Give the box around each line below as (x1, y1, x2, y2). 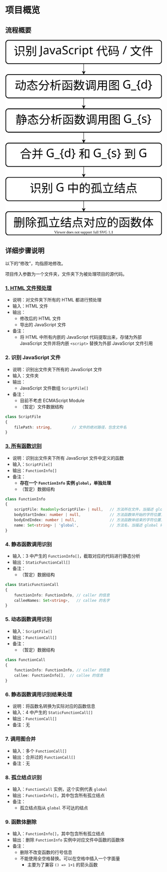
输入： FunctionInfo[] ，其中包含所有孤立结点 (12, 831, 105, 837)
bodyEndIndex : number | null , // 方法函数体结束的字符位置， (14, 518, 165, 523)
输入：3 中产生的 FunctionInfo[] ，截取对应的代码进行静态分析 (12, 553, 141, 559)
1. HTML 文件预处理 (5, 285, 52, 291)
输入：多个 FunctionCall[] (12, 748, 67, 754)
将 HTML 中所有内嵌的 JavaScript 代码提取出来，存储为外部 (19, 334, 142, 340)
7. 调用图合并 (5, 736, 36, 743)
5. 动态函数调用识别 (5, 616, 52, 623)
